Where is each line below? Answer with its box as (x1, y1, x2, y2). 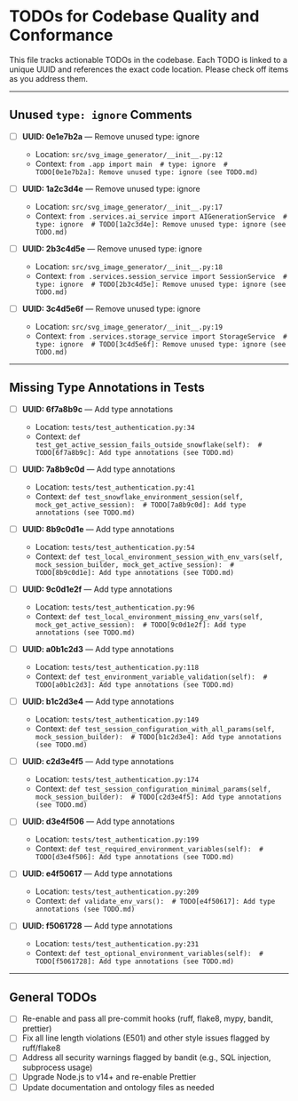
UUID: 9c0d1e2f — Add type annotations (21, 584, 173, 594)
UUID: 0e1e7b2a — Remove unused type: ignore (21, 131, 200, 141)
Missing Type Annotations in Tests (9, 380, 206, 395)
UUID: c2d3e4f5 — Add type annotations (21, 756, 175, 767)
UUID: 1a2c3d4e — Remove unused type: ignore (21, 183, 201, 194)
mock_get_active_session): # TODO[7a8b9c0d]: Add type (35, 500, 247, 509)
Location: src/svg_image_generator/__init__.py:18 (35, 260, 223, 272)
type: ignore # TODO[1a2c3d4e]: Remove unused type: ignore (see (35, 219, 286, 228)
